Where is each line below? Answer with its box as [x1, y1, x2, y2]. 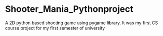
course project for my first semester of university [5, 25, 105, 31]
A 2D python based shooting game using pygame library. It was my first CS [5, 20, 158, 26]
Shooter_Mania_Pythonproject [5, 3, 133, 15]
